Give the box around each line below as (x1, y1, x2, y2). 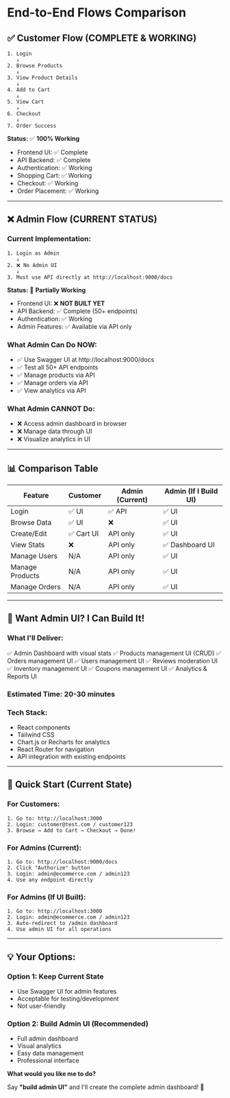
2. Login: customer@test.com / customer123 (7, 821, 133, 828)
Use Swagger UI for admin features (16, 987, 117, 995)
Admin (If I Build (164, 486, 218, 496)
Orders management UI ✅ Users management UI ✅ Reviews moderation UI (7, 656, 218, 665)
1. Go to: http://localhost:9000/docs (7, 858, 118, 865)
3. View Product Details (7, 74, 78, 81)
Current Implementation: (7, 234, 91, 244)
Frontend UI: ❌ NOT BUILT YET (16, 299, 105, 307)
